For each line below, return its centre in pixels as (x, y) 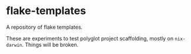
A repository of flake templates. (44, 27)
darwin (14, 45)
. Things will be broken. (50, 45)
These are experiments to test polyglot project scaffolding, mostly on (90, 38)
